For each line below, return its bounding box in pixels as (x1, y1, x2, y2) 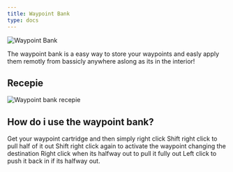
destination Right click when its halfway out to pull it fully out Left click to (7, 150, 217, 158)
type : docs (7, 17, 39, 24)
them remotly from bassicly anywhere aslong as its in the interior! (7, 57, 195, 65)
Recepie (7, 77, 44, 89)
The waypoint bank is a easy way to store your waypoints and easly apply (7, 50, 220, 58)
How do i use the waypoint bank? (7, 116, 154, 128)
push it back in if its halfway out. (7, 157, 100, 165)
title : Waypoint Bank (7, 10, 70, 17)
